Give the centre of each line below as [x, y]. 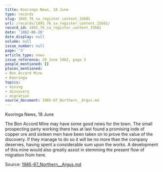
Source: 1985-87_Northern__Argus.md [43, 165]
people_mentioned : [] [27, 64]
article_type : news [25, 55]
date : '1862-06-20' [25, 32]
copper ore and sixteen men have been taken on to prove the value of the [79, 134]
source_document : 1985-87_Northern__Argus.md [52, 101]
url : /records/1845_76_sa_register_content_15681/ [58, 23]
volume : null [18, 42]
